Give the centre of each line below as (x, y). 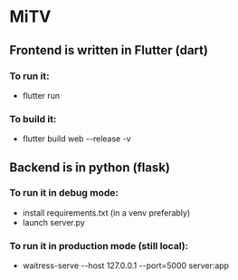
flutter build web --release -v (76, 139)
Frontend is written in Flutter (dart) (109, 50)
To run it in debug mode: (64, 193)
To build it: (33, 119)
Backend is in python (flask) (90, 167)
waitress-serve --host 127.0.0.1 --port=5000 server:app (125, 266)
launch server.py (54, 222)
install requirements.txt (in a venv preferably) (106, 212)
